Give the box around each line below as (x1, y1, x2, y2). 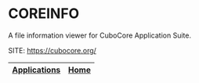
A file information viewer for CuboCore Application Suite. (8, 31, 192, 40)
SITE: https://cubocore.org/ (8, 45, 96, 55)
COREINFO (8, 5, 80, 23)
